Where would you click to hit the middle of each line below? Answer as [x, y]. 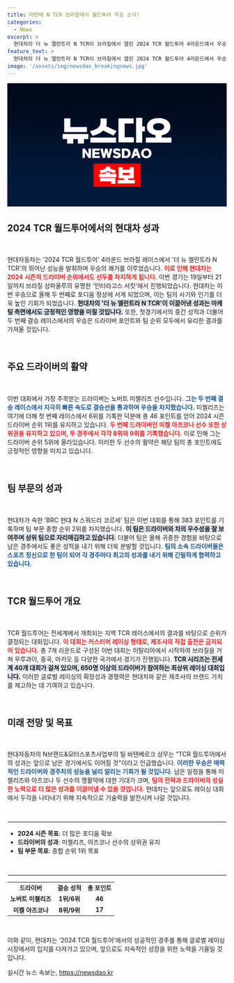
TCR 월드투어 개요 [44, 601]
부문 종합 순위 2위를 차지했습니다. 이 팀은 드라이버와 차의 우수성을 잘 [125, 528]
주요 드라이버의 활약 [47, 367]
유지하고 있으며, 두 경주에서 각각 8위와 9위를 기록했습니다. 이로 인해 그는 [123, 433]
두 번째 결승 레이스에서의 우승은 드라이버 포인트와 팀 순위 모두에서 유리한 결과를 [115, 321]
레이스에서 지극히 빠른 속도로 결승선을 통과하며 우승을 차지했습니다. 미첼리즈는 [119, 407]
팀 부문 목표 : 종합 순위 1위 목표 [58, 851]
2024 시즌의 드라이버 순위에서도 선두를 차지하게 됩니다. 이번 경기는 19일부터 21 [114, 277]
